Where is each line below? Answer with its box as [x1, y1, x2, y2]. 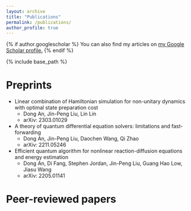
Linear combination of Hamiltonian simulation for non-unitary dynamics [14, 98, 185, 105]
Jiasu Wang [23, 166, 52, 173]
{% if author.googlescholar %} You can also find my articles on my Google [6, 41, 185, 48]
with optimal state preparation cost [14, 104, 98, 111]
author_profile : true [6, 24, 59, 31]
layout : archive [6, 8, 45, 15]
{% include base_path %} [6, 58, 68, 65]
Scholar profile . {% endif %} [6, 47, 74, 54]
